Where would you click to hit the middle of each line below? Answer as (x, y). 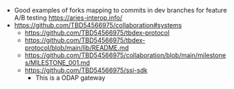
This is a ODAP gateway (70, 78)
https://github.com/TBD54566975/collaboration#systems (98, 25)
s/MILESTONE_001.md (57, 63)
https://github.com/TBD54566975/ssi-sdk (86, 70)
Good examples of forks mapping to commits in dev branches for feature (121, 10)
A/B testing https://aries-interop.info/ (68, 18)
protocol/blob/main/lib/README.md (77, 48)
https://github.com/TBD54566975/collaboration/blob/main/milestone (125, 55)
